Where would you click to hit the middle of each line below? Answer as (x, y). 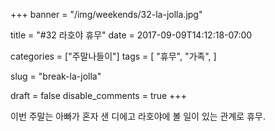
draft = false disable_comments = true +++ (98, 95)
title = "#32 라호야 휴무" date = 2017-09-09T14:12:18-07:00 (131, 35)
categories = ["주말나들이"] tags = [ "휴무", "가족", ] (113, 56)
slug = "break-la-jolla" (56, 76)
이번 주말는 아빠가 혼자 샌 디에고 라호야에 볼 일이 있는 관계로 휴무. (138, 116)
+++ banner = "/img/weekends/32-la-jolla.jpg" (106, 14)
